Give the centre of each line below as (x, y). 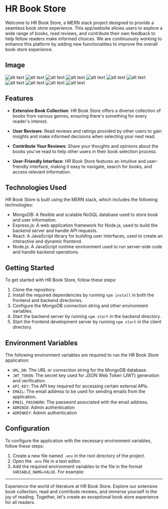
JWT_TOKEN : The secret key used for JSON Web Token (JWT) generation (86, 375)
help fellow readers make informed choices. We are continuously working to (84, 39)
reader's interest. (30, 121)
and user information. (34, 220)
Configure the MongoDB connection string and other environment (80, 306)
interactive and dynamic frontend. (47, 241)
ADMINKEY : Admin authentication (45, 413)
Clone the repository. (34, 290)
